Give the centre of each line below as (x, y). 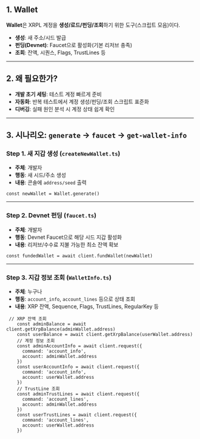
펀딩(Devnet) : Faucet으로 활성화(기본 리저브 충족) (74, 45)
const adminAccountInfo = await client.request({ (80, 346)
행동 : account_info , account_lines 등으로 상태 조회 (75, 299)
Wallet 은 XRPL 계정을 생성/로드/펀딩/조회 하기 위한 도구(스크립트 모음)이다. (93, 25)
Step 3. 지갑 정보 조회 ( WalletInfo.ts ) (59, 278)
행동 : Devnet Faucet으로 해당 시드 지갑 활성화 (68, 237)
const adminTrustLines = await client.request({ (78, 394)
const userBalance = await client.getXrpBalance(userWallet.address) (105, 334)
